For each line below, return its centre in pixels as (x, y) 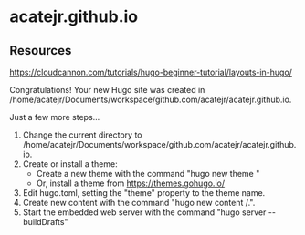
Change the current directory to (82, 135)
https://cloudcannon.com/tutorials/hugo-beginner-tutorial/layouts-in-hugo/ (151, 72)
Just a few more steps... (55, 117)
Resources (41, 51)
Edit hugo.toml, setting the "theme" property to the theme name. (144, 193)
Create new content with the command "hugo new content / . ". (139, 203)
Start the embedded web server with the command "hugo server (144, 212)
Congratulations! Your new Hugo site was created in (107, 90)
